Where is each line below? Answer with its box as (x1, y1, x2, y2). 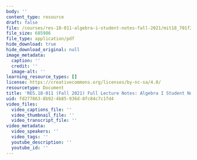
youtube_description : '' (11, 139, 72, 145)
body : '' (6, 8, 28, 15)
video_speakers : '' (11, 128, 59, 135)
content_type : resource (6, 14, 64, 20)
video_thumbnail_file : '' (11, 112, 75, 118)
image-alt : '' (11, 69, 46, 74)
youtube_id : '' (11, 145, 49, 151)
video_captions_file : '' (11, 107, 72, 113)
